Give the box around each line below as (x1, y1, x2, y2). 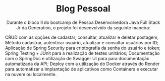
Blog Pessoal (56, 3, 110, 14)
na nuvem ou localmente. (5, 71, 57, 77)
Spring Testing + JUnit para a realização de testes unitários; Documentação (5, 50, 160, 56)
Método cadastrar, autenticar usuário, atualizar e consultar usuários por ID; (5, 39, 159, 45)
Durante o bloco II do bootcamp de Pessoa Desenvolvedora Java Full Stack (6, 19, 160, 25)
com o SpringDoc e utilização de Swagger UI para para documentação (5, 55, 150, 61)
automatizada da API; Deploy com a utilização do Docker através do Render (5, 61, 160, 67)
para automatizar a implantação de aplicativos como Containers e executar (5, 66, 159, 72)
